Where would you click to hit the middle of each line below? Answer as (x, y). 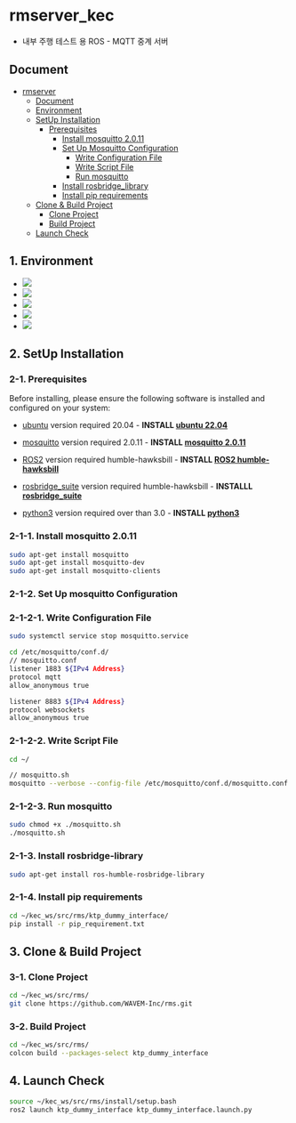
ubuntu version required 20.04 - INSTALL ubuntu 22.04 (125, 425)
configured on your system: (60, 408)
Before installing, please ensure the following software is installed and (137, 399)
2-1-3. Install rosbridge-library (76, 856)
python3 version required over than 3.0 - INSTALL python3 (131, 513)
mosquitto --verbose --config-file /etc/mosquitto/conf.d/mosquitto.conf (149, 784)
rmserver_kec (62, 16)
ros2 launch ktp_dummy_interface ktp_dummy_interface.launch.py (131, 1110)
